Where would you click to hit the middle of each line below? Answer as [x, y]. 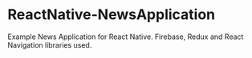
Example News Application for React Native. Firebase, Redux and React [126, 37]
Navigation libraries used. [50, 44]
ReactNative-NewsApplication [112, 15]
